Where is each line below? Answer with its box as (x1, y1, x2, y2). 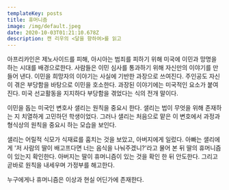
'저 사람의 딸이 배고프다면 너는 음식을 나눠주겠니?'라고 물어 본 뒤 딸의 (14, 144, 198, 152)
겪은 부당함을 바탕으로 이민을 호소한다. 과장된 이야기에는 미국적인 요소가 (14, 81, 206, 89)
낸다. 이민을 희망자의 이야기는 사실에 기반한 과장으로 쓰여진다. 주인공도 (19, 72, 208, 81)
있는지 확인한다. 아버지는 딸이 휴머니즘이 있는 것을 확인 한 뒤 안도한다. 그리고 (14, 152, 219, 161)
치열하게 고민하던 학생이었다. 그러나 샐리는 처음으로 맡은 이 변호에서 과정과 (21, 112, 221, 120)
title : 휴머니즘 (7, 16, 48, 23)
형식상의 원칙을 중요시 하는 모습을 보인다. (7, 121, 117, 129)
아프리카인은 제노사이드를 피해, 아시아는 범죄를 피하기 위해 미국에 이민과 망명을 (7, 55, 217, 64)
